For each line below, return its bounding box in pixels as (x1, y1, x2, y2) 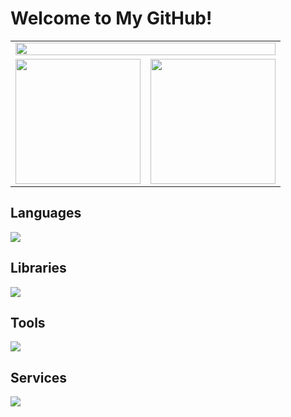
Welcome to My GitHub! (10, 7, 213, 30)
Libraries (10, 260, 67, 277)
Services (10, 369, 68, 386)
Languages (10, 205, 82, 222)
